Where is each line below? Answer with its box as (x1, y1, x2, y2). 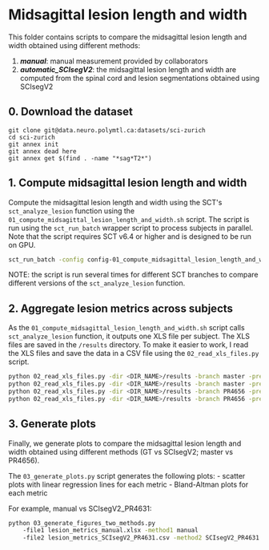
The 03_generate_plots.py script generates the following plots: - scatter (8, 471, 246, 480)
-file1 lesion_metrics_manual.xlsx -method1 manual (22, 527, 199, 535)
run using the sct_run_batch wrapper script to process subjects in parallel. (8, 223, 254, 233)
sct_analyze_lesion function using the (8, 206, 134, 216)
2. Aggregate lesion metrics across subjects (8, 301, 234, 315)
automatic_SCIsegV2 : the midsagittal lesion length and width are (19, 64, 237, 74)
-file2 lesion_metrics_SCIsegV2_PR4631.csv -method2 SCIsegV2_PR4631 (22, 534, 260, 542)
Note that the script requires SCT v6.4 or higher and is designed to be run (8, 231, 252, 241)
